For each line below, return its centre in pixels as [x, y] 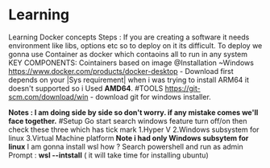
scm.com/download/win [48, 96]
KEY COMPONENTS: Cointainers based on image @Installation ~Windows [131, 63]
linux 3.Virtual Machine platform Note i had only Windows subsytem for [129, 137]
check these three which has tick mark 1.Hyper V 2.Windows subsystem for [134, 129]
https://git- [183, 88]
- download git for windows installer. [150, 96]
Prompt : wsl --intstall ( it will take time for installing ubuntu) [108, 155]
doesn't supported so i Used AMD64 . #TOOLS [86, 88]
